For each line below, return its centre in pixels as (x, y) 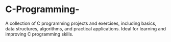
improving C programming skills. (39, 34)
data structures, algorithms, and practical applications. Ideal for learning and (86, 28)
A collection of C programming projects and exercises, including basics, (81, 23)
